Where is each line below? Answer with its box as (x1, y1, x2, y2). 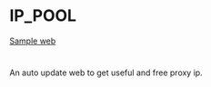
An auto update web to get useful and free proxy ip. (9, 67, 203, 78)
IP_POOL (9, 5, 77, 26)
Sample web (9, 35, 56, 46)
